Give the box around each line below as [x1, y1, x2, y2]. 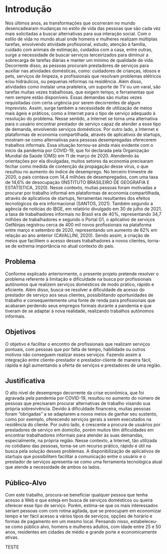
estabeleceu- [130, 519, 158, 525]
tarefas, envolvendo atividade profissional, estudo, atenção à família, [5, 41, 147, 47]
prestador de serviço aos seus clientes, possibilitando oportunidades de [5, 292, 154, 298]
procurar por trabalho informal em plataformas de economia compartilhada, [5, 190, 161, 196]
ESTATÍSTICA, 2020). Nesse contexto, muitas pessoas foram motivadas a [5, 184, 157, 190]
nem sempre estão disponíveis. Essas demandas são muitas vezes [5, 94, 142, 100]
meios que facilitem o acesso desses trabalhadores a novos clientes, [5, 237, 147, 243]
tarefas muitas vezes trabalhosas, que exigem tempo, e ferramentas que [5, 89, 154, 95]
